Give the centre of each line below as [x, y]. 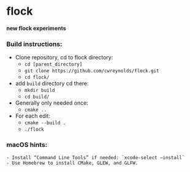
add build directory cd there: [52, 83]
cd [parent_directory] [53, 65]
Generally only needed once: [52, 103]
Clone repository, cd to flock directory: [64, 58]
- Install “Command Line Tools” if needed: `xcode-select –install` [96, 157]
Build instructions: [34, 44]
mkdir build [40, 91]
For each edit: [33, 116]
